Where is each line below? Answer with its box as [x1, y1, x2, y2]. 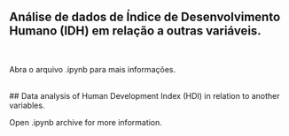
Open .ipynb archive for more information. [9, 117, 162, 127]
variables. [9, 100, 45, 110]
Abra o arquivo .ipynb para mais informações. [9, 64, 176, 74]
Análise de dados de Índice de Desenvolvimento [9, 10, 281, 25]
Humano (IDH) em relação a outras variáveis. [9, 24, 262, 39]
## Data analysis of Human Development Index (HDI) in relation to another [9, 90, 281, 101]
